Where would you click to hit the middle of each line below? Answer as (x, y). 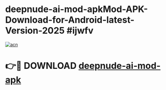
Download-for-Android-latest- (70, 20)
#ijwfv (80, 31)
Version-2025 (35, 31)
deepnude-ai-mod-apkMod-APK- (76, 9)
